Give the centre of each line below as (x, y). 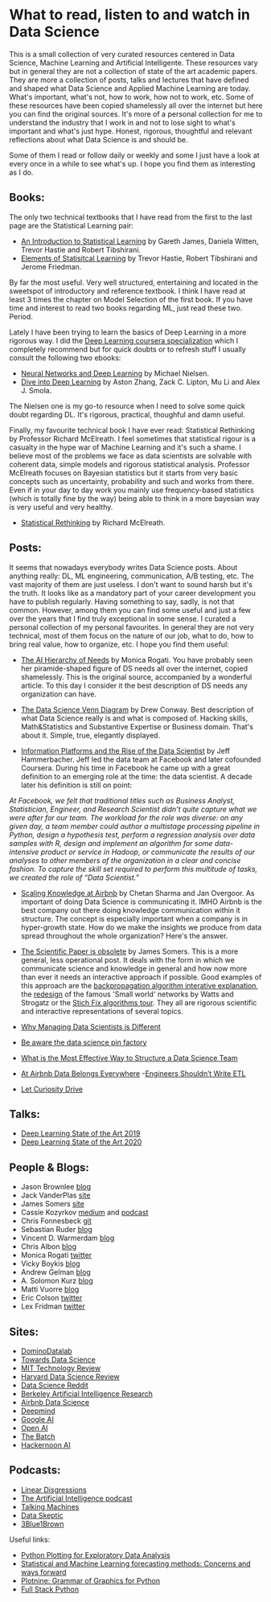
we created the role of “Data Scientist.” (74, 877)
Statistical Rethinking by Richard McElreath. (93, 522)
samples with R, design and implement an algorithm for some (111, 843)
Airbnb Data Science (55, 1402)
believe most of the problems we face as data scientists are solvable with (131, 455)
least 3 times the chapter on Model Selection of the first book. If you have (131, 299)
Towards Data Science (58, 1360)
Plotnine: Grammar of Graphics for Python (90, 1580)
